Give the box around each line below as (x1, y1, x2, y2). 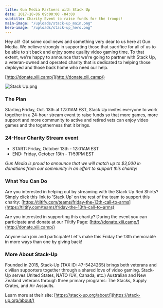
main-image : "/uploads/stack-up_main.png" (5, 21, 92, 26)
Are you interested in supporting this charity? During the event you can (5, 214, 147, 220)
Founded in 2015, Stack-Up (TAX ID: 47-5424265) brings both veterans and (5, 262, 157, 268)
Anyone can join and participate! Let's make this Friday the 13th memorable (5, 234, 156, 240)
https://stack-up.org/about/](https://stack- (55, 292, 141, 298)
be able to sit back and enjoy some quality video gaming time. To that (5, 49, 145, 55)
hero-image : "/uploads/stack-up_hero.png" (5, 25, 92, 30)
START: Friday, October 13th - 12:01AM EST (12, 145, 99, 151)
